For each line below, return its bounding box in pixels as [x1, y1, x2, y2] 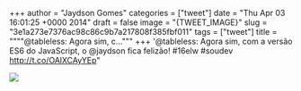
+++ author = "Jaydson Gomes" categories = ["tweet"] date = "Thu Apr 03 [9, 8, 286, 18]
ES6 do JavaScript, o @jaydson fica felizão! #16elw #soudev [9, 45, 234, 56]
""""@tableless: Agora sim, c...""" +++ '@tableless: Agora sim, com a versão [9, 36, 293, 46]
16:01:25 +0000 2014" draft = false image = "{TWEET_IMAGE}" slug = [9, 17, 268, 28]
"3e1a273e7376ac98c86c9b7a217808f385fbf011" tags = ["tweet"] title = [9, 27, 278, 37]
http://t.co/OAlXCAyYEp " [9, 55, 101, 65]
